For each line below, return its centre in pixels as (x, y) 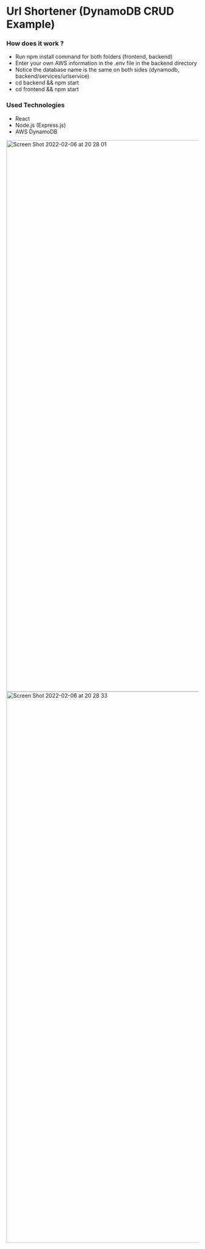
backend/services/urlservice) (52, 76)
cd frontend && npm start (47, 89)
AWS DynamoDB (36, 131)
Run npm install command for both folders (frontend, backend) (94, 57)
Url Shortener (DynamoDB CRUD (90, 11)
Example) (31, 24)
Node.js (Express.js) (40, 125)
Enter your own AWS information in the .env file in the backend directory (106, 63)
